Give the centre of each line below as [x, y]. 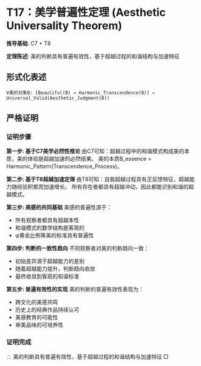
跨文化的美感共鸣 [36, 302]
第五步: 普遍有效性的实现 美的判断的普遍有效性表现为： [75, 290]
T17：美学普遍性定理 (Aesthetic [86, 12]
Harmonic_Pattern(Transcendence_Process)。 [64, 166]
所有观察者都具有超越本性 [47, 220]
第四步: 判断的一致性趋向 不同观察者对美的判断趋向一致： [78, 248]
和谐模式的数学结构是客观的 [50, 228]
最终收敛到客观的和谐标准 [47, 276]
